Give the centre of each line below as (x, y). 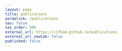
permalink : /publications (31, 18)
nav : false (16, 23)
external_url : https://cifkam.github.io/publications (61, 32)
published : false (23, 41)
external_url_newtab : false (34, 37)
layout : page (18, 9)
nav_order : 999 (21, 28)
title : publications (26, 14)
